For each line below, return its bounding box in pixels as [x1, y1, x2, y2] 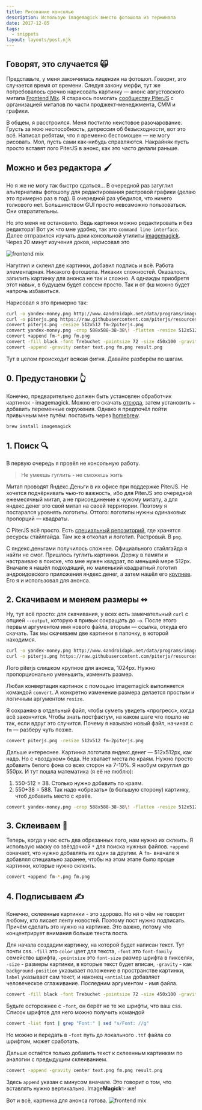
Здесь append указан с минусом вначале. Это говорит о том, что [6, 1078, 172, 1085]
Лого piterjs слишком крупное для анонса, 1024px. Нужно [6, 664, 155, 671]
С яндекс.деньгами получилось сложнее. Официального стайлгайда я [6, 545, 188, 552]
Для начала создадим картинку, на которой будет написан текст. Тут [6, 941, 185, 948]
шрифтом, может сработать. [6, 1038, 80, 1045]
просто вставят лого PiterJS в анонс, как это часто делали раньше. [6, 144, 179, 151]
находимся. [6, 636, 37, 643]
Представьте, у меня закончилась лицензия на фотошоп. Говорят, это [6, 75, 186, 82]
